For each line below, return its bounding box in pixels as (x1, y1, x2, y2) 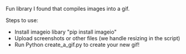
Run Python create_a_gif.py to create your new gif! (14, 41, 140, 48)
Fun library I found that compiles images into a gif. (5, 5, 130, 12)
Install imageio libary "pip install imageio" (14, 28, 117, 35)
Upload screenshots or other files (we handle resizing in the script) (14, 35, 181, 41)
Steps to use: (5, 17, 39, 23)
